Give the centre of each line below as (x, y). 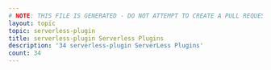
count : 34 (25, 53)
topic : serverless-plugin (52, 31)
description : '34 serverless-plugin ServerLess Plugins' (106, 46)
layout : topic (32, 23)
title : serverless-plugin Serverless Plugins (86, 38)
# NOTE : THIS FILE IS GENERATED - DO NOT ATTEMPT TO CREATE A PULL (124, 16)
